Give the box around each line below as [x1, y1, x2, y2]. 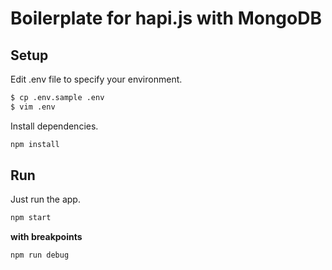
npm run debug [10, 250, 70, 261]
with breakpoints [10, 231, 83, 243]
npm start [10, 213, 52, 223]
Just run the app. [10, 193, 81, 206]
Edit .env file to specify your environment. [10, 73, 183, 85]
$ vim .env [10, 102, 56, 112]
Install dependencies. [10, 120, 99, 132]
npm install [10, 139, 60, 149]
